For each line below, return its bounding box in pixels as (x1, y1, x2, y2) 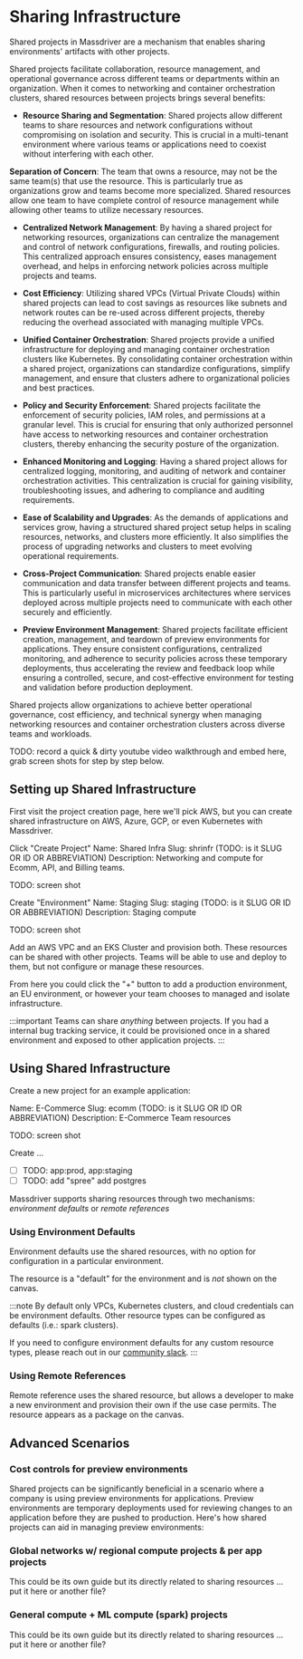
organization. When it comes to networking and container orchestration (9, 82, 276, 93)
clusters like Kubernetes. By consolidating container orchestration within (22, 353, 293, 364)
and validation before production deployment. (22, 681, 194, 692)
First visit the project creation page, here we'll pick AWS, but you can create (9, 805, 292, 816)
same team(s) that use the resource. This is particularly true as (9, 175, 243, 187)
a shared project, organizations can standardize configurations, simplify (22, 362, 291, 373)
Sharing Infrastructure (9, 6, 181, 27)
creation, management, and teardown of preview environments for (22, 633, 270, 644)
